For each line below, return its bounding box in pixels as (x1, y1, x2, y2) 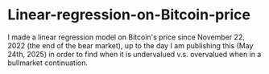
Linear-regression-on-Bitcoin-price (7, 6, 251, 24)
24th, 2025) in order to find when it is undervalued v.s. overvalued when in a (7, 49, 262, 59)
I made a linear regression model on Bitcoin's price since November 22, (7, 32, 245, 42)
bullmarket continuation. (7, 58, 89, 68)
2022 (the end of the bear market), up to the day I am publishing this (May (7, 40, 254, 50)
